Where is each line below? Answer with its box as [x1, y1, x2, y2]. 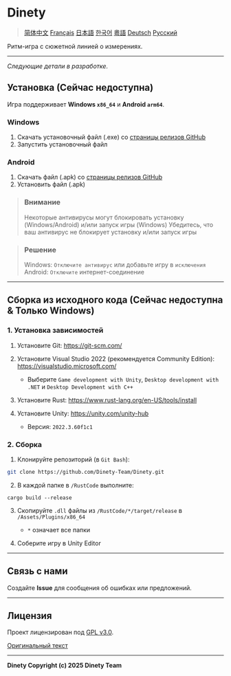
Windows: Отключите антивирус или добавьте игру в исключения [23, 260, 206, 269]
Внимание [23, 197, 60, 207]
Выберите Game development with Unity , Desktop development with [27, 375, 219, 383]
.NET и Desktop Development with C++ [27, 382, 133, 391]
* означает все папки [27, 525, 91, 534]
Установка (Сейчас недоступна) [7, 82, 153, 94]
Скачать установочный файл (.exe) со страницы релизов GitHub [16, 133, 206, 142]
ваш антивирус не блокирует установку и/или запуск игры [23, 228, 197, 236]
